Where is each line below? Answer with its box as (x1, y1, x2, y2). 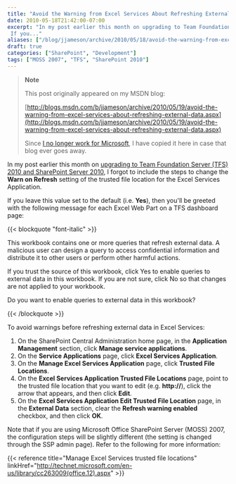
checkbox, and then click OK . (17, 411, 103, 420)
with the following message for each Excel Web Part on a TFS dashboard (7, 204, 218, 212)
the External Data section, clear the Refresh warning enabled (17, 404, 198, 412)
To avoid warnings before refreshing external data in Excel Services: (7, 323, 205, 331)
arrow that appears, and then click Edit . (17, 389, 132, 397)
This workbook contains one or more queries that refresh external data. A (7, 238, 220, 247)
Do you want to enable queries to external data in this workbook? (7, 295, 196, 304)
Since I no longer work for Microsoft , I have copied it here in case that (24, 139, 227, 147)
